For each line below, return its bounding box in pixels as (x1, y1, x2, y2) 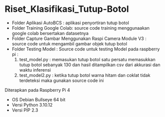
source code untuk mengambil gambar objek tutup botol (11, 40, 127, 46)
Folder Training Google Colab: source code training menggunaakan (11, 25, 150, 31)
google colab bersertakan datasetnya (11, 30, 89, 36)
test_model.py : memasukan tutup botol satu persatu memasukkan (19, 56, 156, 62)
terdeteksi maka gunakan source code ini (19, 78, 104, 83)
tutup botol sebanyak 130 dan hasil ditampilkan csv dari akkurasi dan (19, 62, 161, 68)
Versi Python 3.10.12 (11, 102, 53, 108)
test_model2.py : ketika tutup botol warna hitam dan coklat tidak (19, 72, 151, 78)
